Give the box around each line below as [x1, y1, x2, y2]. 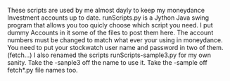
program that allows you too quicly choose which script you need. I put [7, 21, 213, 29]
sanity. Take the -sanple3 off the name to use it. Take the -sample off [7, 58, 207, 66]
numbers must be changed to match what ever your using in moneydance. [7, 36, 223, 44]
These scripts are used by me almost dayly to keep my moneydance [7, 6, 205, 14]
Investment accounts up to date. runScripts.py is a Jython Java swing [7, 13, 210, 22]
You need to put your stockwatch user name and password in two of [7, 44, 205, 51]
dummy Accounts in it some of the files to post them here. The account [7, 28, 214, 37]
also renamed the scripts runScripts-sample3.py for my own [37, 51, 211, 59]
